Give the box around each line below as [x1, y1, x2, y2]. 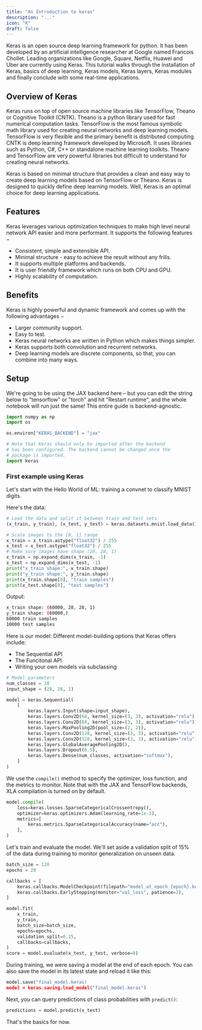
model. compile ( [6, 799, 44, 805]
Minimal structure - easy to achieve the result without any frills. [14, 253, 171, 260]
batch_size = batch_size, [17, 922, 77, 928]
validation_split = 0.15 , [17, 933, 77, 940]
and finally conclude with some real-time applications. [6, 74, 141, 81]
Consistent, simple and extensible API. [14, 247, 110, 254]
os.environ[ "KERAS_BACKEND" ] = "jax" [6, 431, 101, 437]
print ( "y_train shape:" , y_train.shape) [6, 571, 109, 577]
